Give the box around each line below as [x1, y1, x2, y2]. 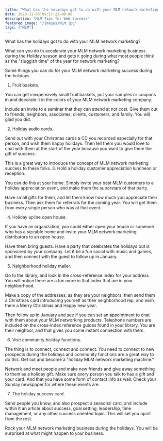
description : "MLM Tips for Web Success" [5, 16, 90, 21]
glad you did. [5, 117, 32, 122]
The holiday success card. [12, 391, 65, 397]
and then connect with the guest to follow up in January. [5, 254, 118, 260]
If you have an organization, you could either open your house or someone [5, 224, 154, 230]
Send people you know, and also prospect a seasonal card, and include [5, 400, 147, 406]
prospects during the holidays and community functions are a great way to [5, 352, 154, 357]
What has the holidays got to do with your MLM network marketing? [5, 38, 141, 44]
